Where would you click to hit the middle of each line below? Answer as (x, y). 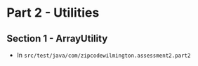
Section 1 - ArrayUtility (57, 39)
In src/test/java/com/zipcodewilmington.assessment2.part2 (104, 55)
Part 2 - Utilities (53, 13)
